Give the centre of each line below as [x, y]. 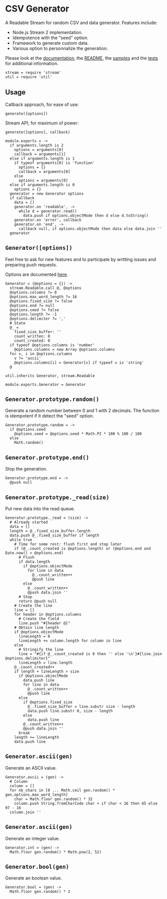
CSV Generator [37, 9]
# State [18, 323]
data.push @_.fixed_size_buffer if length [54, 535]
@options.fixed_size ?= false [41, 301]
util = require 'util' [29, 77]
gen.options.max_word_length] [37, 795]
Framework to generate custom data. [50, 43]
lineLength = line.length [45, 663]
